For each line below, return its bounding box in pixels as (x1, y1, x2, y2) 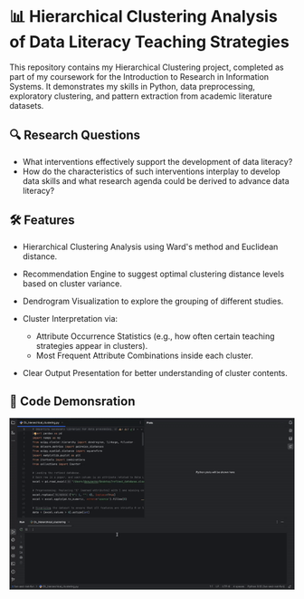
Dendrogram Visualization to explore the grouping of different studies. (22, 295, 284, 306)
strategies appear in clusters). (35, 340, 148, 351)
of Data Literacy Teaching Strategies (9, 32, 290, 53)
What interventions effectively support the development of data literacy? (22, 156, 293, 167)
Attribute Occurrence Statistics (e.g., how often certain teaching (35, 331, 275, 342)
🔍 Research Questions (9, 128, 141, 143)
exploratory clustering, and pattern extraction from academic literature (9, 91, 273, 101)
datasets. (9, 100, 44, 111)
